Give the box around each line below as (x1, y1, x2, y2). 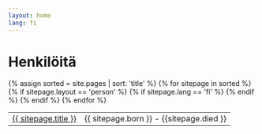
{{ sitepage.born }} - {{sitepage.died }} (84, 114, 227, 125)
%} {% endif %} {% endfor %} (8, 95, 107, 105)
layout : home (8, 11, 51, 20)
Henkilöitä (8, 53, 77, 71)
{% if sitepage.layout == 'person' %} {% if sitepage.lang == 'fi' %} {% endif (8, 87, 255, 97)
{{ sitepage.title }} (12, 114, 77, 125)
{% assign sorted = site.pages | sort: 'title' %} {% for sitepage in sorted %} (8, 79, 252, 88)
